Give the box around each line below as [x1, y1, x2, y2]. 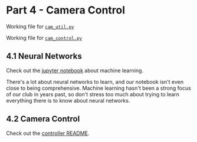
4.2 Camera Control [6, 114, 80, 124]
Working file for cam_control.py [6, 34, 83, 41]
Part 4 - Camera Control [6, 4, 126, 17]
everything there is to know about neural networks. [6, 97, 130, 104]
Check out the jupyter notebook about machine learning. [6, 67, 143, 74]
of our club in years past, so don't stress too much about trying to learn [6, 90, 180, 97]
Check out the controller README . [6, 130, 90, 137]
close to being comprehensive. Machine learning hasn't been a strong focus [6, 84, 192, 92]
